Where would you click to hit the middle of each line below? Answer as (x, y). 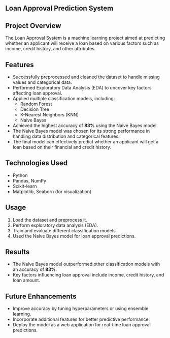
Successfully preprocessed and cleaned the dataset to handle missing (86, 77)
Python (20, 175)
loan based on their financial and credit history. (62, 147)
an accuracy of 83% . (35, 269)
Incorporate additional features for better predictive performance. (81, 319)
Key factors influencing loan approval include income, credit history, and (88, 275)
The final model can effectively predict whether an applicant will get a (86, 142)
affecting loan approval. (37, 93)
